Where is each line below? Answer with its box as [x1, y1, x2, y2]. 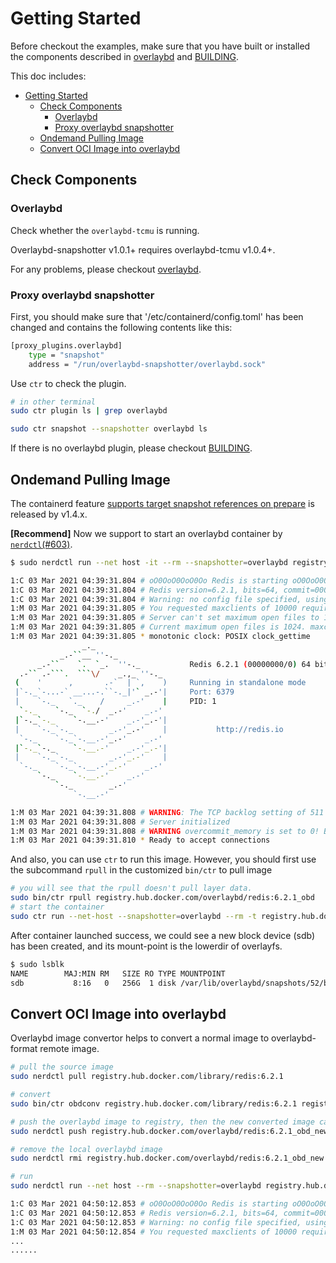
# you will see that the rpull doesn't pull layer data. [10, 883, 253, 894]
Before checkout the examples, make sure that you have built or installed [10, 40, 311, 52]
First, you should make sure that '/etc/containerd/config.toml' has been [10, 310, 304, 322]
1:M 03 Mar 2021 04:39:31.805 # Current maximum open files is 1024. [10, 622, 307, 632]
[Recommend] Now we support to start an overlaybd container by [10, 527, 283, 539]
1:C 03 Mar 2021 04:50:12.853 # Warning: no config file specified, [10, 1217, 302, 1227]
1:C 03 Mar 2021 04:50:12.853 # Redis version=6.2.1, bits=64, [10, 1208, 280, 1218]
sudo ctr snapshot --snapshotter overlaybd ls [10, 424, 208, 434]
